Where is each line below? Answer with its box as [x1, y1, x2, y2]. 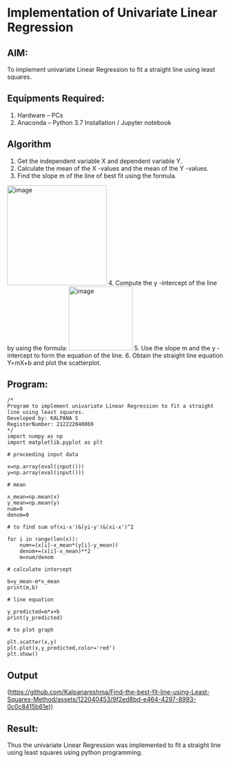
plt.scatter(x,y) [7, 639, 57, 646]
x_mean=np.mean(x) [7, 493, 60, 500]
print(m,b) [7, 584, 39, 592]
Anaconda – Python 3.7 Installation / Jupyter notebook [17, 118, 171, 126]
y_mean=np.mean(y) [7, 500, 60, 507]
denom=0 [7, 511, 30, 519]
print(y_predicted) [7, 614, 63, 621]
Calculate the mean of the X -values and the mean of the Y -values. [17, 164, 209, 172]
